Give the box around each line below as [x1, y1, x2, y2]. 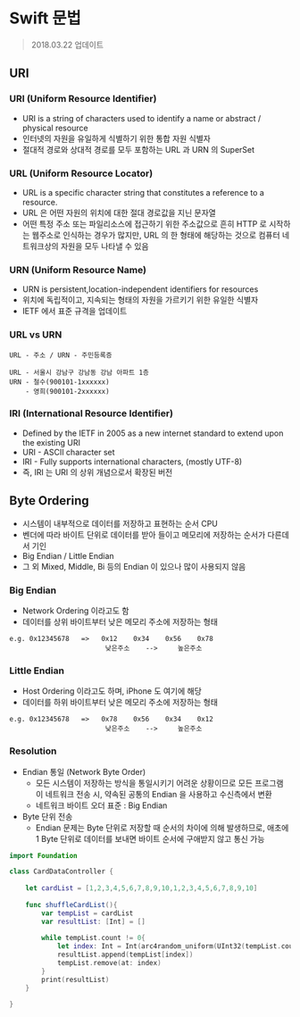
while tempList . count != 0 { [41, 934, 146, 943]
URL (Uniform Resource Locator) [9, 167, 154, 179]
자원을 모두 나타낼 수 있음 [61, 240, 149, 251]
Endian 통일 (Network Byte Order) [21, 766, 146, 777]
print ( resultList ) [41, 975, 110, 984]
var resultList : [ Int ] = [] [41, 917, 146, 926]
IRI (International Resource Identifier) [9, 407, 174, 420]
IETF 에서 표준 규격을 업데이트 [21, 305, 128, 317]
